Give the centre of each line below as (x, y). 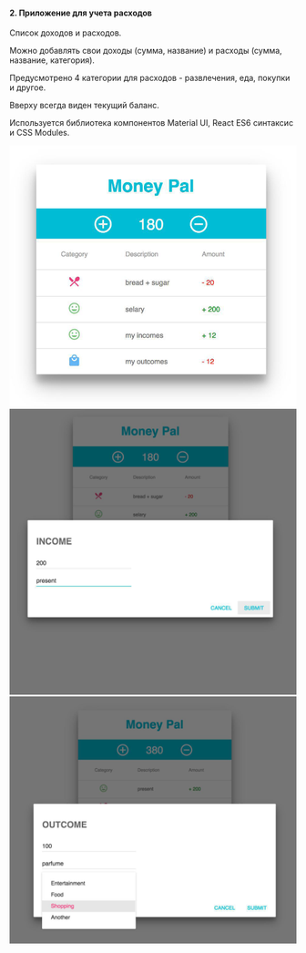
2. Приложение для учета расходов (81, 13)
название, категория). (52, 60)
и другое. (28, 87)
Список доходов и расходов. (66, 33)
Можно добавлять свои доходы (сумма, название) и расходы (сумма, (146, 51)
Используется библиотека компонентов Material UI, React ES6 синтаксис (152, 123)
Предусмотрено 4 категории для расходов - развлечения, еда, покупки (150, 78)
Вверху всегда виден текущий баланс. (84, 106)
